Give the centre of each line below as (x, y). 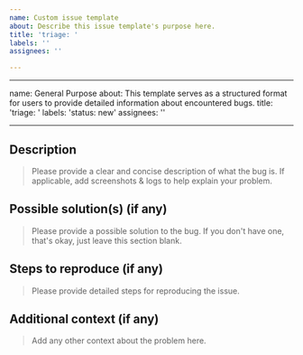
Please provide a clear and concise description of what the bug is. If (158, 171)
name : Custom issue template (64, 18)
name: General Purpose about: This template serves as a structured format (148, 93)
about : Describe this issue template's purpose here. (113, 26)
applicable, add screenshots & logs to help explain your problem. (152, 181)
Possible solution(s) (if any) (88, 209)
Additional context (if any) (84, 318)
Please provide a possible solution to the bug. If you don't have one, (158, 230)
